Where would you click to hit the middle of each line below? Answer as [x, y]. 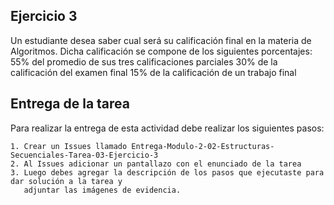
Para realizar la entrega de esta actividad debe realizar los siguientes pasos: [167, 128]
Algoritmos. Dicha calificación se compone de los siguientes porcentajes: [161, 51]
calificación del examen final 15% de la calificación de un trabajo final [153, 72]
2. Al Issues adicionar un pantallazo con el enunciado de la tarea [156, 164]
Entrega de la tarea [70, 104]
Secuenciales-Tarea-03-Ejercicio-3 [84, 155]
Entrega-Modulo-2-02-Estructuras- [203, 146]
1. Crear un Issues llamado [69, 146]
